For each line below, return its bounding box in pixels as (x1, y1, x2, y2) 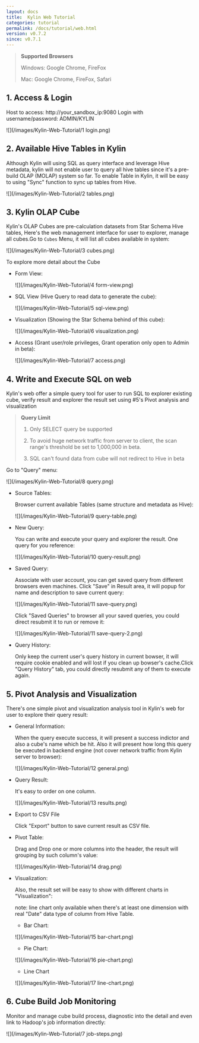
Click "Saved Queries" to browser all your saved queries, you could (14, 612, 180, 619)
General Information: (14, 723, 65, 730)
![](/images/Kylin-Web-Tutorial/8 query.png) (6, 478, 114, 485)
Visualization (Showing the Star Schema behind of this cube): (14, 316, 165, 323)
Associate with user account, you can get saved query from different (14, 576, 184, 584)
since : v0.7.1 (6, 36, 42, 42)
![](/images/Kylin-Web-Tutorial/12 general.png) (14, 765, 129, 772)
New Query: (14, 524, 45, 531)
